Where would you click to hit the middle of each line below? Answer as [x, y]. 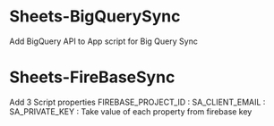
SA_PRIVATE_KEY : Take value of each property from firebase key [131, 111]
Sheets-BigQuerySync [95, 17]
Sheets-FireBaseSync [92, 77]
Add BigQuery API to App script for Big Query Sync [104, 41]
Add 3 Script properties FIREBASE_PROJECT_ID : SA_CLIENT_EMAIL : [137, 102]
